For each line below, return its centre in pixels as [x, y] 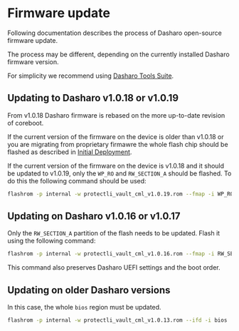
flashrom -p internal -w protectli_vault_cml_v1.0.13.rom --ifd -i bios [117, 320]
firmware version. [33, 61]
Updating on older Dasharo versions [89, 290]
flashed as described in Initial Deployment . [70, 152]
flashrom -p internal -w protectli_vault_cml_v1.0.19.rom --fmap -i [111, 194]
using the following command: [52, 241]
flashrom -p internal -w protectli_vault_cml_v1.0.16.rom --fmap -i [111, 254]
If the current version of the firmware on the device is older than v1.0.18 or [116, 136]
